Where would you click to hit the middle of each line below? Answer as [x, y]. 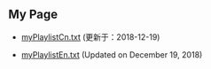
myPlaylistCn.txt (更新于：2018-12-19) [90, 37]
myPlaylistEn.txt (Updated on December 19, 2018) [112, 54]
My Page [33, 15]
